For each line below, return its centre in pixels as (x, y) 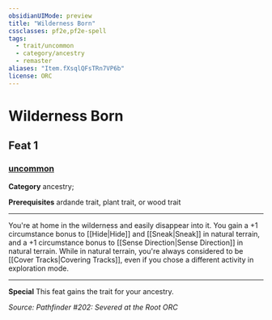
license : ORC (30, 76)
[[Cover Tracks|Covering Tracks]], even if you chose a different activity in (131, 259)
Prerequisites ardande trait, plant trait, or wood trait (95, 202)
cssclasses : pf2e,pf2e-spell (57, 31)
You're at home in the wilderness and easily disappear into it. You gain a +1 (133, 225)
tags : (17, 38)
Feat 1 (23, 146)
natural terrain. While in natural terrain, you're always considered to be (126, 251)
